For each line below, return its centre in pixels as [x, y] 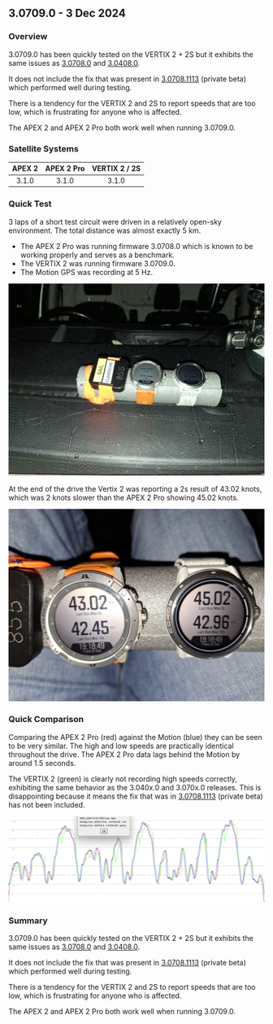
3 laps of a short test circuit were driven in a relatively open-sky [115, 221]
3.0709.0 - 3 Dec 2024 [67, 13]
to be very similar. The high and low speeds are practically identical [121, 746]
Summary [28, 921]
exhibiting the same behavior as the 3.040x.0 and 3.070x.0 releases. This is [135, 787]
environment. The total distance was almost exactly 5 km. [105, 230]
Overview [28, 37]
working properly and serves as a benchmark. [97, 255]
